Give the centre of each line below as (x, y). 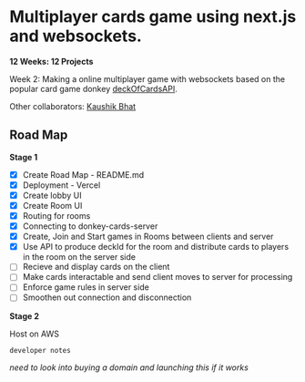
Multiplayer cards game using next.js (153, 17)
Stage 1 (24, 157)
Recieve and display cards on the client (96, 267)
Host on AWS (34, 334)
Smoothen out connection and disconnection (107, 297)
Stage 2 (24, 315)
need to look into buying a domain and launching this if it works (129, 367)
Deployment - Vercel (61, 185)
